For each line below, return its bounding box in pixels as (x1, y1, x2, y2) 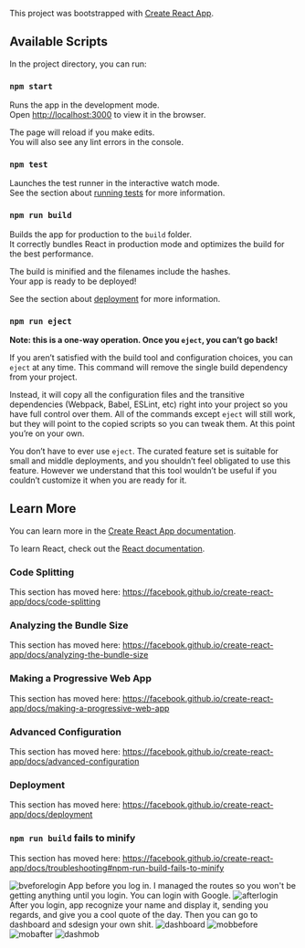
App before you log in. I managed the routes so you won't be (68, 880, 297, 891)
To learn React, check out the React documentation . (9, 543, 205, 554)
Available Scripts (9, 34, 108, 49)
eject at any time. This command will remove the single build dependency (9, 362, 289, 372)
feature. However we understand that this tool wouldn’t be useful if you (9, 465, 277, 475)
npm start (9, 81, 53, 91)
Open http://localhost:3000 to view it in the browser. (9, 109, 206, 120)
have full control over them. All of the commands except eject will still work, (9, 409, 296, 419)
